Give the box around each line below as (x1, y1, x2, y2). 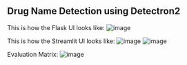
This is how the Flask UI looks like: (7, 23, 105, 31)
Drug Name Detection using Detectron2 (7, 5, 181, 17)
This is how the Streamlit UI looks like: (7, 37, 115, 45)
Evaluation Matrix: (7, 50, 59, 58)
